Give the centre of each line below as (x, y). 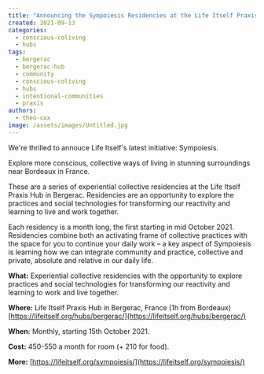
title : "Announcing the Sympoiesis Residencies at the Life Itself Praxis (133, 15)
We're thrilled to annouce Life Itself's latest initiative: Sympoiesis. (113, 147)
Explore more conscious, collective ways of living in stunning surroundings (129, 163)
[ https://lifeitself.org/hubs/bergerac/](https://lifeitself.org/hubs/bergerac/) (127, 316)
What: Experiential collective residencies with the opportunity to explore (125, 276)
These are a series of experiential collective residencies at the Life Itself (125, 187)
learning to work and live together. (64, 292)
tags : (17, 52)
